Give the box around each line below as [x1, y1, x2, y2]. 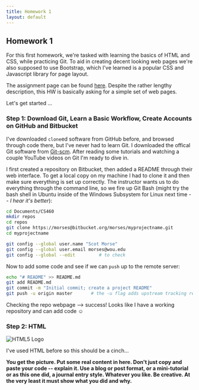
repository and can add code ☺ [6, 308, 84, 315]
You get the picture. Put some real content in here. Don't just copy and [6, 359, 182, 366]
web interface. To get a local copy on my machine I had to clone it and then [6, 172, 190, 179]
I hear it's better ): [9, 197, 52, 204]
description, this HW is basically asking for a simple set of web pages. [6, 88, 178, 95]
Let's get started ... [6, 100, 53, 107]
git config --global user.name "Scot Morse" [6, 240, 118, 247]
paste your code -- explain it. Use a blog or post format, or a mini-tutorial [6, 365, 188, 372]
